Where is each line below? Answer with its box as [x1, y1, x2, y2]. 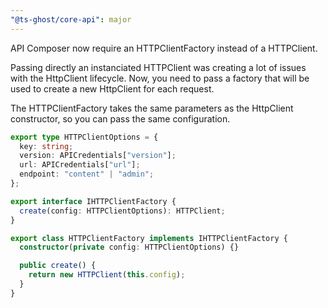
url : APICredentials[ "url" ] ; [19, 160, 141, 170]
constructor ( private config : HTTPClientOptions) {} [19, 242, 240, 253]
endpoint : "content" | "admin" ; [19, 169, 155, 180]
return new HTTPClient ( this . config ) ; [28, 270, 186, 280]
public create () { [19, 261, 97, 271]
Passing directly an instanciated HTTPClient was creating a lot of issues [10, 61, 307, 73]
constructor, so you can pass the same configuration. [10, 112, 231, 125]
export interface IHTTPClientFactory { [10, 196, 177, 206]
